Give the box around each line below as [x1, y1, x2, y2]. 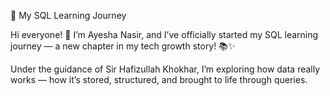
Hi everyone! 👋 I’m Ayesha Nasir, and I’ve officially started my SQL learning [10, 29, 319, 40]
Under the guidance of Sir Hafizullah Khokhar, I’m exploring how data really [10, 63, 321, 75]
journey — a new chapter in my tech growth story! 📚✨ [10, 40, 236, 52]
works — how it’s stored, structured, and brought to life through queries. [10, 74, 308, 85]
